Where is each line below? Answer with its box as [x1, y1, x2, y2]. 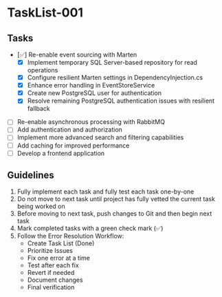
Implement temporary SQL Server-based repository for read [27, 59, 198, 66]
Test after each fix [27, 261, 79, 269]
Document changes [27, 276, 84, 284]
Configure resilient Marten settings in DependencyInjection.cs [27, 74, 203, 82]
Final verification [27, 283, 75, 291]
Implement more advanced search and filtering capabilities [16, 133, 184, 142]
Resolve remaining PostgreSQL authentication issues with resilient [27, 96, 215, 105]
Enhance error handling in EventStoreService [27, 81, 155, 90]
